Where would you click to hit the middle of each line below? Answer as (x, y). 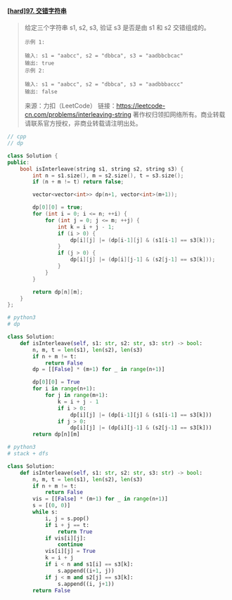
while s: (45, 512)
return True (75, 531)
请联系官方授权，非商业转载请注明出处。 (83, 124)
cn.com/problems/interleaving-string (78, 115)
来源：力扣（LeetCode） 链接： (70, 106)
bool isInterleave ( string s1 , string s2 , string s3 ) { (102, 169)
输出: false (41, 92)
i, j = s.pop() (67, 519)
